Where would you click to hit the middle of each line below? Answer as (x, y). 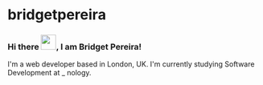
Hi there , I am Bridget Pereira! (75, 47)
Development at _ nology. (49, 73)
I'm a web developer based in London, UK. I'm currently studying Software (131, 64)
